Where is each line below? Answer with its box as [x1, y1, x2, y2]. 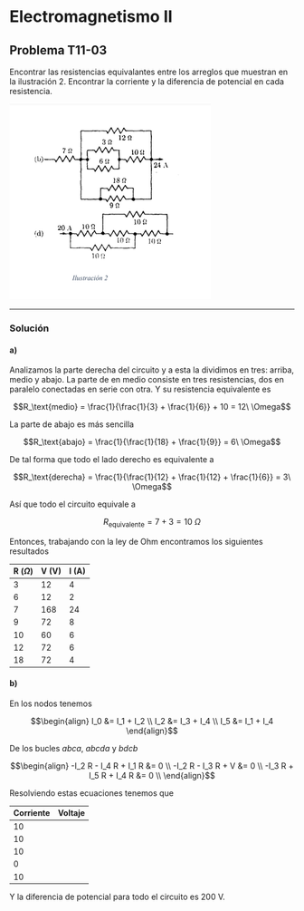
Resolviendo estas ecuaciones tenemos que [9, 787, 175, 799]
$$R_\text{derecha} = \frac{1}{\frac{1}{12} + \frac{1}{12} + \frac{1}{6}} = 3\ [13, 471, 291, 482]
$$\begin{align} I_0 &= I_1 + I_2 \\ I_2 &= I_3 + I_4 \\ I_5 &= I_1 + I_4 [30, 715, 274, 726]
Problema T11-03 [9, 43, 107, 58]
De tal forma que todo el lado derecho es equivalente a [9, 454, 214, 465]
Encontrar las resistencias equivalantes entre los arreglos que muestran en [9, 66, 289, 77]
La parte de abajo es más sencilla [9, 419, 134, 430]
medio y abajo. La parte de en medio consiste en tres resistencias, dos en [9, 374, 285, 385]
